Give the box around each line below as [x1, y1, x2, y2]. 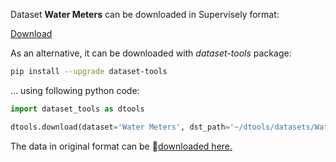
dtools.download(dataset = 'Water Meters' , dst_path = [10, 122, 230, 132]
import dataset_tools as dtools [10, 104, 145, 114]
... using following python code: [10, 84, 140, 96]
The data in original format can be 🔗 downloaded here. [10, 140, 233, 152]
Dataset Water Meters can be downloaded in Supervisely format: [10, 9, 280, 20]
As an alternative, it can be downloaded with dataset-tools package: [10, 47, 292, 59]
